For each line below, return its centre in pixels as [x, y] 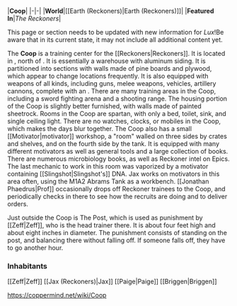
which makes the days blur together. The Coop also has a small [100, 129]
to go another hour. [35, 248]
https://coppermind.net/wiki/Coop [57, 295]
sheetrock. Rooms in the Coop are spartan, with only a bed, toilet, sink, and [117, 114]
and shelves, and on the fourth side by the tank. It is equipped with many [114, 144]
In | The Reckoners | [34, 18]
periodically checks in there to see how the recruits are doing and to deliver [117, 196]
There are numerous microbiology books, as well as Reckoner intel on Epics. [118, 159]
